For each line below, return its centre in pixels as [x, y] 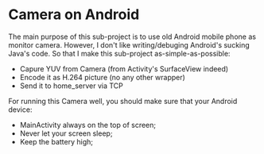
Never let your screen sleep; [66, 133]
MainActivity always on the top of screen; [88, 125]
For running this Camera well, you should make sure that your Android [123, 101]
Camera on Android [74, 15]
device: [20, 110]
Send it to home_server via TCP [71, 86]
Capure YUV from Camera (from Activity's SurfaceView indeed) [124, 68]
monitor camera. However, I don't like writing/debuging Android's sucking [129, 44]
